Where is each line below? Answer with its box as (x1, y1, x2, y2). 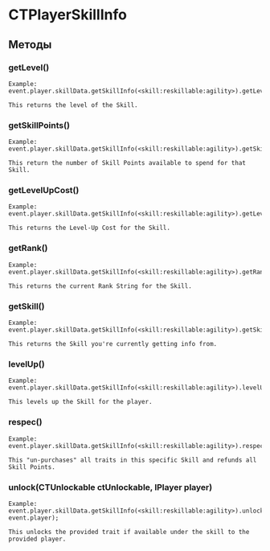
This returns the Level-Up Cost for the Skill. (8, 224, 171, 232)
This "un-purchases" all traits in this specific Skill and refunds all (8, 456, 257, 464)
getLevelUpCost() (8, 185, 80, 196)
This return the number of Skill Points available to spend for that (8, 159, 247, 167)
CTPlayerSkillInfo (8, 6, 127, 24)
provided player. (8, 535, 67, 543)
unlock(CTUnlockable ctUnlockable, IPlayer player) (8, 481, 213, 492)
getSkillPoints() (8, 119, 71, 130)
